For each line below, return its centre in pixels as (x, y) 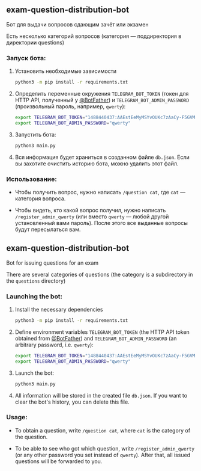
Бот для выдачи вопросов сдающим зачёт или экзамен (77, 24)
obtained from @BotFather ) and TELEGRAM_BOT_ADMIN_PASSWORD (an (96, 338)
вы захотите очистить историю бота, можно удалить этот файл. (97, 163)
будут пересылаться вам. (48, 229)
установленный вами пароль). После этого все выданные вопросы (101, 223)
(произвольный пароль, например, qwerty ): (70, 106)
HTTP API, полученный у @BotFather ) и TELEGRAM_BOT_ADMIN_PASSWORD (102, 100)
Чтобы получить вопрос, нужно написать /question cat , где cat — (100, 192)
